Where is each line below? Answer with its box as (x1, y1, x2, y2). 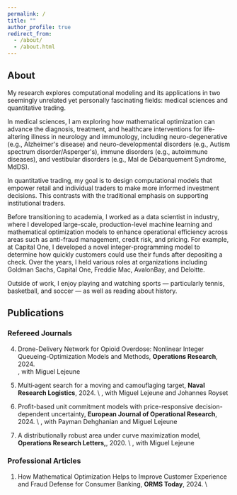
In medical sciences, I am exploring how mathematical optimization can (7, 117, 216, 126)
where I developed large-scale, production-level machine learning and (7, 220, 213, 228)
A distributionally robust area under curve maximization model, (17, 430, 202, 440)
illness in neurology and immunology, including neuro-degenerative (30, 132, 228, 140)
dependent (17, 409, 50, 418)
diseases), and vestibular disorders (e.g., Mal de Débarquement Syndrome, (7, 155, 226, 163)
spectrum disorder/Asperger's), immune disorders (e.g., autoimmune (7, 147, 209, 156)
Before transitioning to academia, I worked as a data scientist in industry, (7, 212, 219, 221)
